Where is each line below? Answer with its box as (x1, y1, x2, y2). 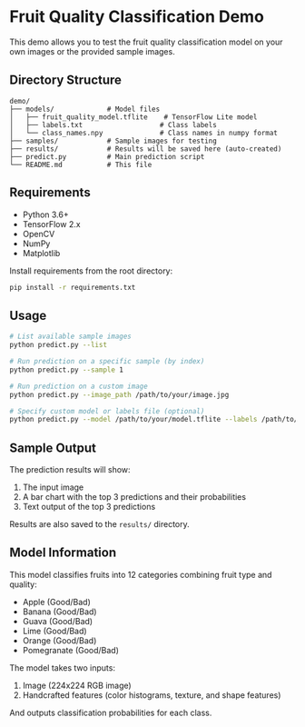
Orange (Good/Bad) (22, 634, 97, 646)
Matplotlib (22, 247, 61, 258)
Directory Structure (9, 73, 123, 88)
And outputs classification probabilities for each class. (9, 707, 212, 718)
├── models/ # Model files (9, 105, 161, 114)
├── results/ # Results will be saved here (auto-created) (9, 144, 282, 154)
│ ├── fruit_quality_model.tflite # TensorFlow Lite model (9, 112, 258, 122)
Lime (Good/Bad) (22, 625, 88, 636)
